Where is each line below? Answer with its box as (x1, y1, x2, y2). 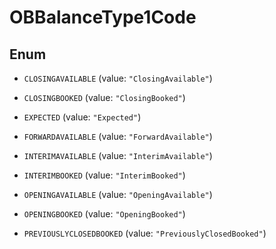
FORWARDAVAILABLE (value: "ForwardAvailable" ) (23, 131, 213, 142)
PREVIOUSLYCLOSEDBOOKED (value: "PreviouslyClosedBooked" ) (23, 227, 267, 239)
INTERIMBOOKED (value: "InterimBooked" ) (23, 169, 186, 181)
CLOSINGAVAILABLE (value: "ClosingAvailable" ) (23, 72, 213, 84)
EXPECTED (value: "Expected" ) (23, 111, 142, 123)
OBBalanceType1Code (9, 6, 197, 29)
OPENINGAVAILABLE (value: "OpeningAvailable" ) (23, 189, 213, 200)
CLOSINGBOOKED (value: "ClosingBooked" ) (23, 92, 186, 103)
